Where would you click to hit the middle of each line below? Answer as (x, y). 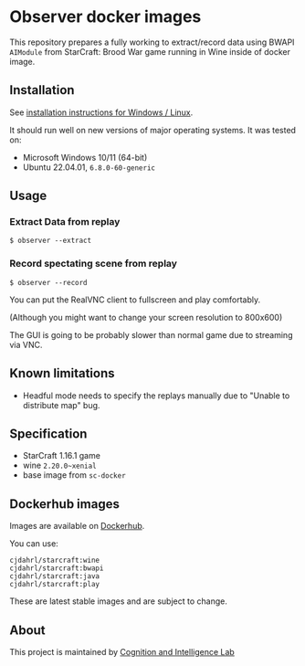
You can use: (34, 544)
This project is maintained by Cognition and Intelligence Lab (122, 651)
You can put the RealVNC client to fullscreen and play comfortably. (135, 300)
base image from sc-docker (74, 475)
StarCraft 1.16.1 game (61, 456)
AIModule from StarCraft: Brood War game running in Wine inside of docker (150, 51)
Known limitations (62, 373)
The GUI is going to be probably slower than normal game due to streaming (151, 334)
